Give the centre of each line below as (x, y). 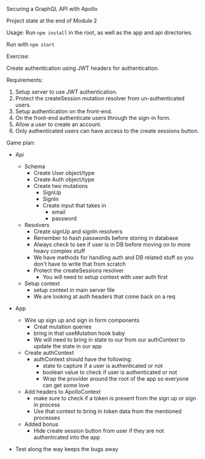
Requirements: (24, 80)
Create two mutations (61, 186)
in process (47, 405)
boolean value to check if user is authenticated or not (110, 372)
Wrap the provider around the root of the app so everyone (116, 379)
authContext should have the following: (83, 359)
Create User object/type (64, 173)
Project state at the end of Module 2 (52, 21)
